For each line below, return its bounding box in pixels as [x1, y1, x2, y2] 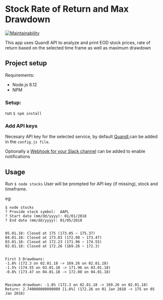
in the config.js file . [5, 139, 50, 145]
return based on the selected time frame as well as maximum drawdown [5, 45, 151, 51]
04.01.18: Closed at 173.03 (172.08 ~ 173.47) [5, 235, 102, 240]
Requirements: [5, 72, 34, 78]
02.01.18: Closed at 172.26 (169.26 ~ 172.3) [5, 244, 100, 249]
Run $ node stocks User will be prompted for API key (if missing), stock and [5, 181, 158, 187]
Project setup [5, 59, 48, 67]
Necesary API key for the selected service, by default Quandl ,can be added [5, 134, 158, 139]
